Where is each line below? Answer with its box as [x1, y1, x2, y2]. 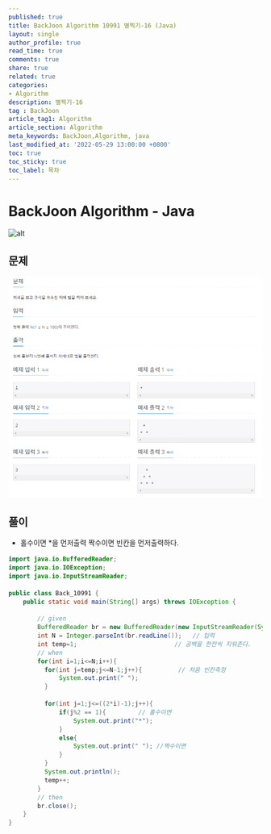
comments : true [8, 56, 60, 64]
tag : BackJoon [8, 106, 60, 115]
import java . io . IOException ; [8, 564, 106, 572]
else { [59, 734, 78, 742]
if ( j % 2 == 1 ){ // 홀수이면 [59, 708, 172, 716]
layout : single [8, 30, 60, 38]
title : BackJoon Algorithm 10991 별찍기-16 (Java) [8, 21, 177, 30]
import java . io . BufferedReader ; [8, 555, 117, 564]
